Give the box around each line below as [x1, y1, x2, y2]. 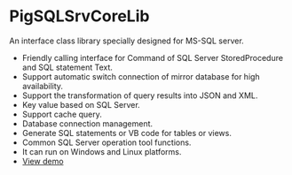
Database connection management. [21, 118, 154, 129]
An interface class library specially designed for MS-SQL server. [9, 35, 244, 46]
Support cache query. [21, 109, 102, 119]
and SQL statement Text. [21, 62, 114, 72]
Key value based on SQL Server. [21, 99, 140, 110]
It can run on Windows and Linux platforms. [21, 146, 182, 156]
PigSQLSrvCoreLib [9, 6, 150, 27]
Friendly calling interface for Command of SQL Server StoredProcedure [21, 52, 284, 63]
